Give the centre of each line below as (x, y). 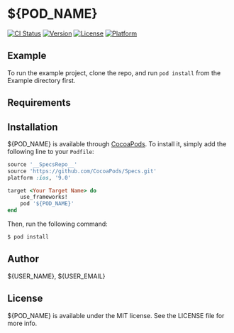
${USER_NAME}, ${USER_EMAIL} (56, 276)
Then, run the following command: (57, 224)
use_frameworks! (44, 197)
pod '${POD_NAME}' (47, 204)
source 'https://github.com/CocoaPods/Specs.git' (82, 171)
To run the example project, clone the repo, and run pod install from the (114, 72)
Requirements (39, 103)
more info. (22, 323)
